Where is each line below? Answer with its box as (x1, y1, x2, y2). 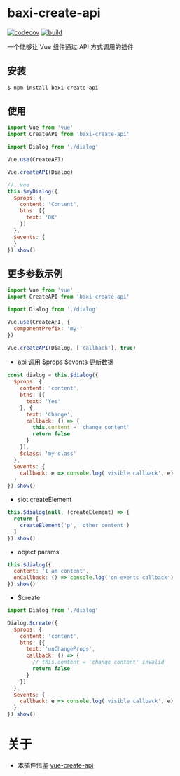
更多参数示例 (7, 268, 63, 280)
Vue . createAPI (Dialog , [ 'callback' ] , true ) (7, 344, 137, 351)
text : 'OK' (25, 214, 58, 222)
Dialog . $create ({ (7, 619, 58, 627)
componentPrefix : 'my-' (13, 325, 83, 332)
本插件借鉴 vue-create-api (17, 761, 94, 769)
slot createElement (17, 496, 72, 504)
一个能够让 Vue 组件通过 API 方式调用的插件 (7, 42, 134, 50)
